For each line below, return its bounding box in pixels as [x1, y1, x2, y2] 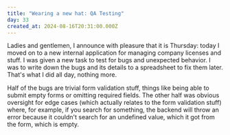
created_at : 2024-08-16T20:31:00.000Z [7, 23, 118, 29]
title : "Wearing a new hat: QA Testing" [7, 10, 125, 17]
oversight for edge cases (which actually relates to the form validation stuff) [7, 99, 222, 107]
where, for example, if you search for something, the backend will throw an [7, 106, 220, 114]
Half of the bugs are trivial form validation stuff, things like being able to [7, 84, 209, 93]
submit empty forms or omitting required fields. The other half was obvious [7, 91, 220, 99]
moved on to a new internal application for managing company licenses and [7, 49, 222, 57]
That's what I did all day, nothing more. [7, 71, 117, 79]
